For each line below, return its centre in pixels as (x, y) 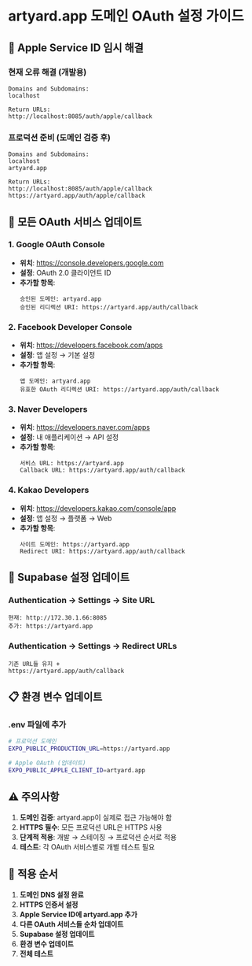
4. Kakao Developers (49, 490)
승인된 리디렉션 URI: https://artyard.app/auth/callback (109, 307)
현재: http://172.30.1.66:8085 (58, 618)
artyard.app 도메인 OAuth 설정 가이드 (126, 16)
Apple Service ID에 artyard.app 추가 (78, 914)
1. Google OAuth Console (57, 245)
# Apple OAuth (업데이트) (47, 763)
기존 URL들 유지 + (34, 664)
